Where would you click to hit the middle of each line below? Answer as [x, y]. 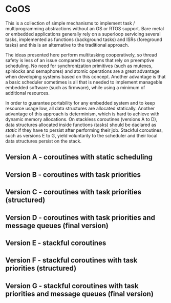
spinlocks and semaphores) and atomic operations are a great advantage [82, 71]
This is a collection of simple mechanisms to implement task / [70, 23]
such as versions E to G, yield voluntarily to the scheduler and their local [81, 135]
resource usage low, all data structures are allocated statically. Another [80, 108]
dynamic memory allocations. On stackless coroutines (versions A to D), [81, 119]
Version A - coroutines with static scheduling [79, 157]
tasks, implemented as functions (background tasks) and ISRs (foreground [84, 39]
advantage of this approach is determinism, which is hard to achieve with [82, 114]
